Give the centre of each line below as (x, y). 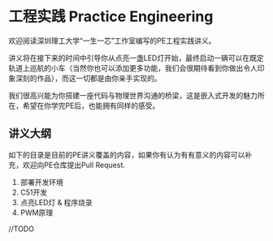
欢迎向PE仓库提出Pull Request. (74, 165)
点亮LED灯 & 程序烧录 (56, 202)
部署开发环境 (41, 182)
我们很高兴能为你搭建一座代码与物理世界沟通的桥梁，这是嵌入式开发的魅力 (133, 95)
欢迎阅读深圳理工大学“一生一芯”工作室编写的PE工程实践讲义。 (112, 41)
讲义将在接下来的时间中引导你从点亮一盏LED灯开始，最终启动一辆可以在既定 (136, 58)
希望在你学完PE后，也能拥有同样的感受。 (91, 105)
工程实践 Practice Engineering (111, 17)
